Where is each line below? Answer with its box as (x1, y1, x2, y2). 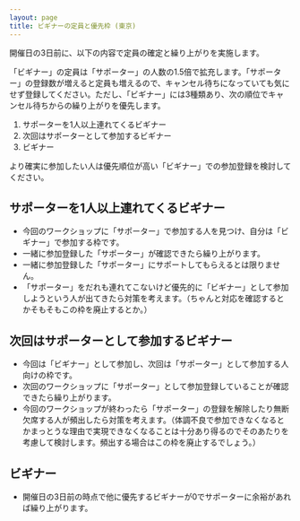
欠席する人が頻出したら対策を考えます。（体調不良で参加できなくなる (21, 414, 278, 426)
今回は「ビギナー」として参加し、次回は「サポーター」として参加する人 (21, 359, 289, 369)
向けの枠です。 (21, 369, 78, 381)
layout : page (9, 13, 58, 22)
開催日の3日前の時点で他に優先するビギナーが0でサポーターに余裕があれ (21, 491, 292, 502)
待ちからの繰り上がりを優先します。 (32, 100, 166, 110)
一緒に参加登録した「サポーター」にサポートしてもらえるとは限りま (21, 259, 273, 270)
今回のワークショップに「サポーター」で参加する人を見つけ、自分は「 (21, 226, 282, 237)
